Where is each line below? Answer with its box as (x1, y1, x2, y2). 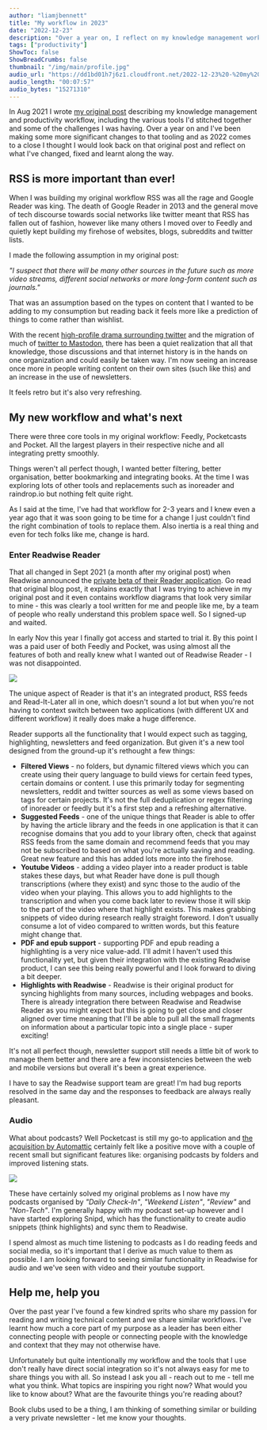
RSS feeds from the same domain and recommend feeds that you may (20, 837, 250, 847)
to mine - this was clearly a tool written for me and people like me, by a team (9, 601, 259, 611)
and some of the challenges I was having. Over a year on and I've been (9, 124, 241, 133)
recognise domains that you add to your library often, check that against (20, 829, 257, 838)
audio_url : (9, 71, 45, 78)
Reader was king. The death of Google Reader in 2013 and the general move (9, 201, 258, 211)
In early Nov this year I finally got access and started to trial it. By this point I (9, 633, 258, 643)
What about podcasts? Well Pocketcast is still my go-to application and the (9, 1133, 253, 1142)
